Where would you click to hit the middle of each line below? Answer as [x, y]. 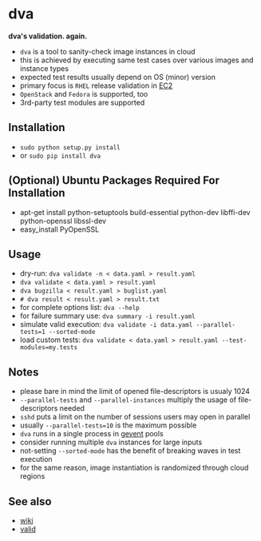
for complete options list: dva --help [79, 308]
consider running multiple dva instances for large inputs [111, 442]
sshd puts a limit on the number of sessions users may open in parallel [135, 417]
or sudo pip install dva [60, 155]
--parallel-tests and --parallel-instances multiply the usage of [128, 400]
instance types [44, 68]
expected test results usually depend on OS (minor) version [118, 77]
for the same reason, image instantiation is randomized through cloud [134, 467]
